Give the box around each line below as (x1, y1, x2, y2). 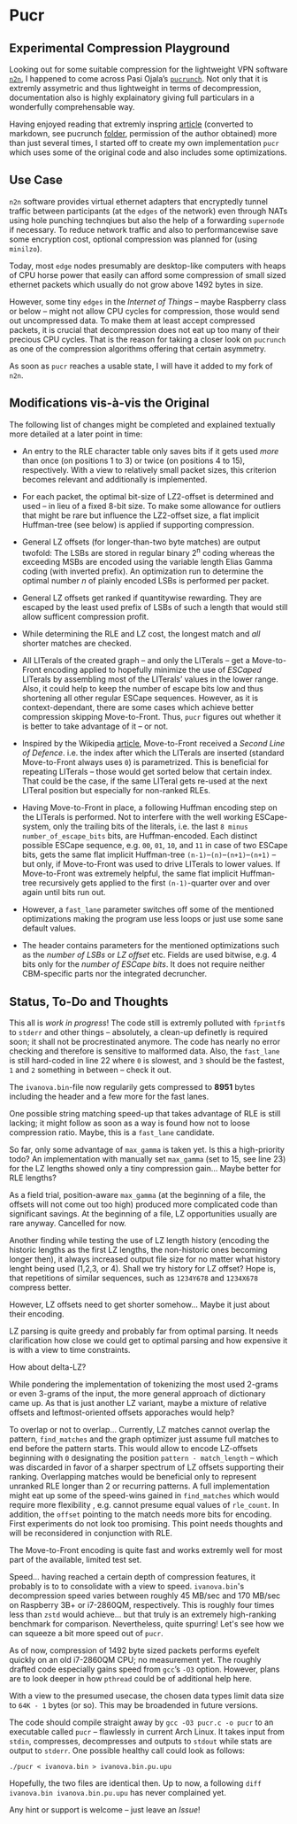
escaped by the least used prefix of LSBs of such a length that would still (21, 602, 288, 613)
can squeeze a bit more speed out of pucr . (9, 1628, 164, 1639)
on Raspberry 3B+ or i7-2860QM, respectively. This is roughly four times (9, 1600, 275, 1611)
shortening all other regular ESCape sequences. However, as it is (21, 692, 259, 704)
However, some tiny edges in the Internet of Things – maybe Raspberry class (9, 296, 287, 306)
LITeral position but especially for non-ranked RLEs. (21, 785, 210, 796)
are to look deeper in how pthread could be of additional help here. (9, 1673, 252, 1684)
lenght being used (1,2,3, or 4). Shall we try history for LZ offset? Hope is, (9, 1264, 277, 1274)
